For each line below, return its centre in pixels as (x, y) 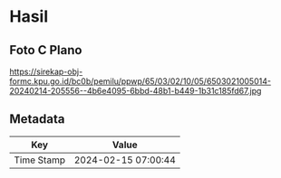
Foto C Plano (46, 50)
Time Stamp (40, 160)
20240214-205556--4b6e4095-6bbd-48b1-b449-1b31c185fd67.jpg (136, 91)
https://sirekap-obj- (46, 71)
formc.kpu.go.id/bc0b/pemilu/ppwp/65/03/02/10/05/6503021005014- (140, 81)
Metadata (37, 119)
